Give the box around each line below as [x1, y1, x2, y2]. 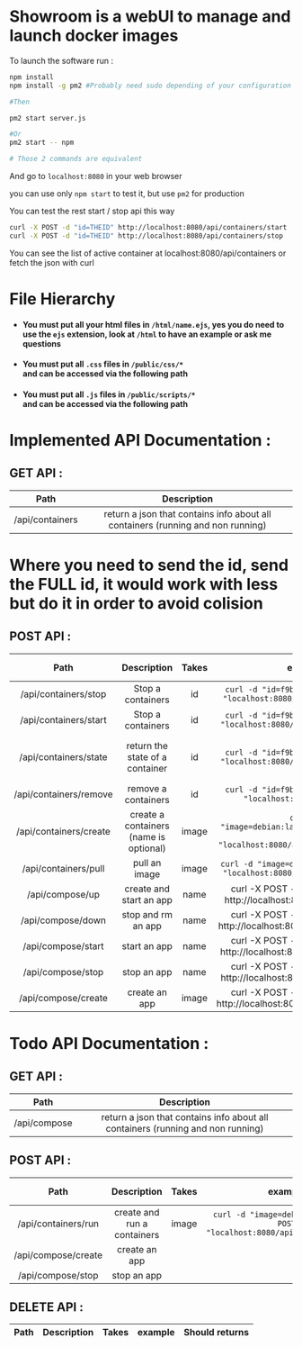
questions [22, 338, 61, 348]
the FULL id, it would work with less [9, 574, 279, 594]
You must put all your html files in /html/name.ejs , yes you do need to [22, 319, 285, 330]
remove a [127, 782, 167, 794]
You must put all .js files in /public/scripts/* [22, 389, 196, 400]
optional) [128, 842, 166, 854]
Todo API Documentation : [9, 1033, 209, 1053]
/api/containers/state [19, 750, 108, 763]
